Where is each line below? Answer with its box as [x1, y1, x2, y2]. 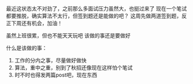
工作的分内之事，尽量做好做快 [14, 57, 87, 64]
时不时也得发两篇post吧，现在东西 [14, 72, 98, 78]
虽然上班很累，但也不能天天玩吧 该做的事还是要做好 [6, 32, 130, 39]
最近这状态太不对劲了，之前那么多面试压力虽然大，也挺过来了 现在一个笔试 [6, 5, 187, 12]
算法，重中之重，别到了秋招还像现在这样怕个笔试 [14, 64, 133, 71]
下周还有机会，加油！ [11, 20, 63, 26]
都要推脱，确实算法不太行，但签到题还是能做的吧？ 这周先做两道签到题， [6, 12, 182, 19]
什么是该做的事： [6, 44, 47, 51]
